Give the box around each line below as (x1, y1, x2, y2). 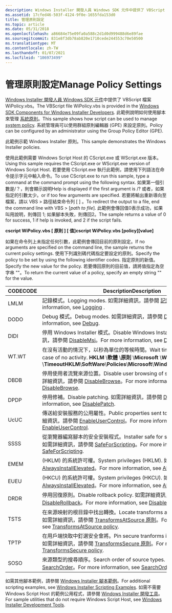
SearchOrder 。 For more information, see (41, 564, 140, 571)
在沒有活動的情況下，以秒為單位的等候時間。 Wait (41, 346, 160, 354)
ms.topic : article (5, 21, 45, 27)
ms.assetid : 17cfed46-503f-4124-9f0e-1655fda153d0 (5, 12, 116, 17)
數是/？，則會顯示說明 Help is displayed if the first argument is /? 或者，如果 (5, 186, 165, 192)
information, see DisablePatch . (41, 400, 116, 407)
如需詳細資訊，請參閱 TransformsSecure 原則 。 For (41, 540, 164, 548)
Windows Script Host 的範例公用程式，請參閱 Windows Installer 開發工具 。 (5, 590, 163, 597)
